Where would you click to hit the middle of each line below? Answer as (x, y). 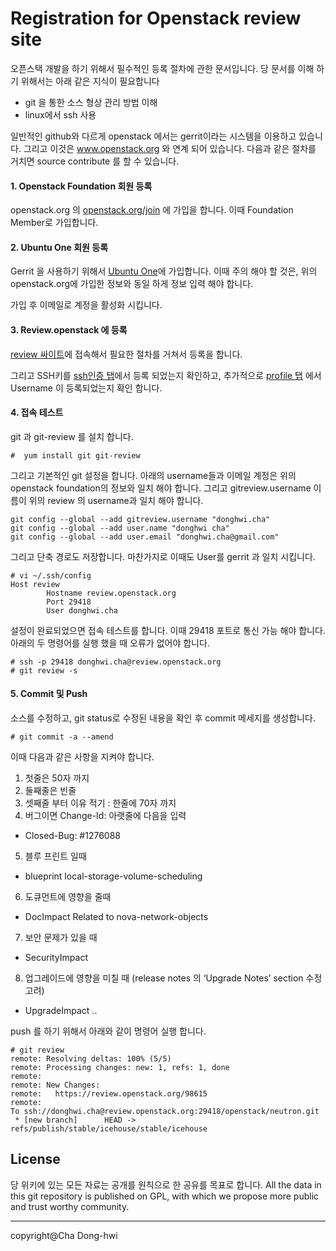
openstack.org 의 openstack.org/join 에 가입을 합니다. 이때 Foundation (152, 210)
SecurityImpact (56, 957)
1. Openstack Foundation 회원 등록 (81, 186)
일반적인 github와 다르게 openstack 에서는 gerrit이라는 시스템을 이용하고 (153, 136)
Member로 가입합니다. (54, 223)
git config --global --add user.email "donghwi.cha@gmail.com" (145, 537)
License (35, 1159)
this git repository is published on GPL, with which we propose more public (165, 1196)
